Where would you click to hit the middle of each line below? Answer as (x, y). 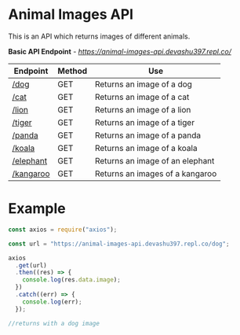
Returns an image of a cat (142, 97)
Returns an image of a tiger (144, 122)
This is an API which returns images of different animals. (99, 36)
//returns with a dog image (54, 323)
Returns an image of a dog (143, 84)
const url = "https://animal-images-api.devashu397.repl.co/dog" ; (119, 244)
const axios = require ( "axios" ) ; (63, 230)
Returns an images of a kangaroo (156, 173)
